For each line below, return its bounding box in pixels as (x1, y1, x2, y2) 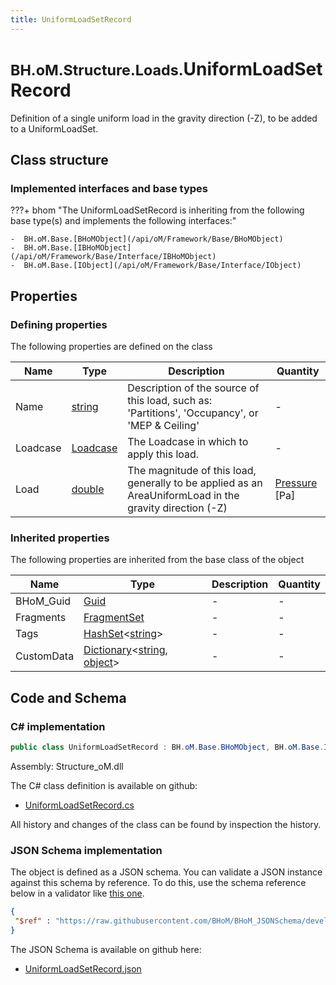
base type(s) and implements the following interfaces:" (10, 215, 237, 227)
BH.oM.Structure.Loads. (10, 60, 184, 80)
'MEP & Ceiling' (127, 418, 200, 432)
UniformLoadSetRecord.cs (24, 799, 135, 811)
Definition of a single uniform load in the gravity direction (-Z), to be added (10, 112, 318, 124)
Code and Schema (10, 689, 127, 706)
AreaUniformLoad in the (127, 488, 240, 502)
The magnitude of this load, (127, 463, 257, 477)
